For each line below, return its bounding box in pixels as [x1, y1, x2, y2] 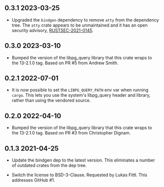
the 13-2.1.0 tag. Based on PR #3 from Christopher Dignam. [11, 130, 131, 136]
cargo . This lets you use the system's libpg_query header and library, [11, 92, 151, 98]
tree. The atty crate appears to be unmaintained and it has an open [11, 22, 148, 28]
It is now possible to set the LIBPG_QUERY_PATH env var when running [11, 87, 149, 93]
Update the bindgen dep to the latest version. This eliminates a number [11, 157, 155, 163]
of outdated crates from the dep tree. [11, 162, 87, 168]
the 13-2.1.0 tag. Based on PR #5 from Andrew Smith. [11, 60, 118, 66]
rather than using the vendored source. [11, 98, 91, 104]
